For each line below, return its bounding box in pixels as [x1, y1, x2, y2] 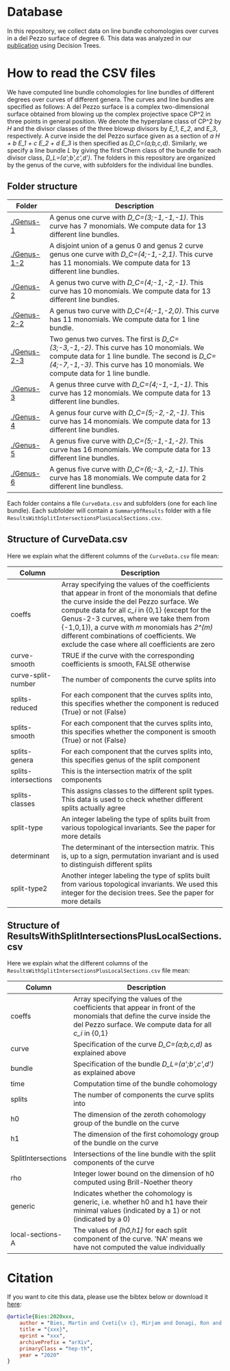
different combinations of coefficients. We [61, 631, 196, 641]
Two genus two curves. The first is [49, 334, 161, 343]
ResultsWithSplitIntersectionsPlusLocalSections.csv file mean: [7, 967, 190, 975]
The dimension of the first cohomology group [73, 1130, 219, 1139]
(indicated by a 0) [73, 1214, 131, 1224]
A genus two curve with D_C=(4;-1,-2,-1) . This [49, 277, 204, 287]
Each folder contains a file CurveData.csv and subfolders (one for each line [7, 499, 218, 507]
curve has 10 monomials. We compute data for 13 [49, 286, 211, 295]
